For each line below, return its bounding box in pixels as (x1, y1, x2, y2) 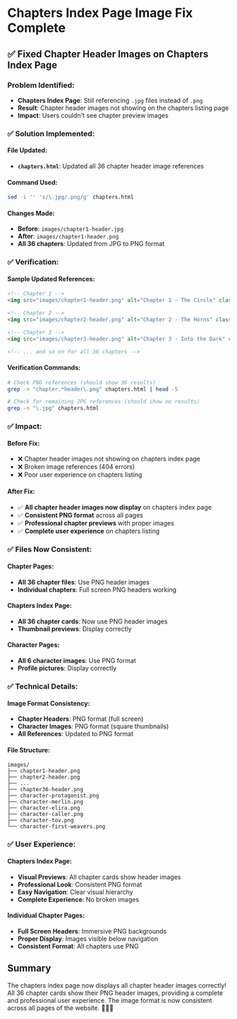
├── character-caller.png (7, 811, 83, 818)
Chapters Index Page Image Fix (7, 5, 193, 21)
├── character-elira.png (7, 805, 80, 812)
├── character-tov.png (7, 817, 74, 824)
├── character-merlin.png (7, 798, 83, 805)
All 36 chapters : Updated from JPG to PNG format (17, 240, 165, 248)
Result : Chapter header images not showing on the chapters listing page (17, 104, 229, 112)
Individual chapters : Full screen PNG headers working (17, 585, 177, 594)
